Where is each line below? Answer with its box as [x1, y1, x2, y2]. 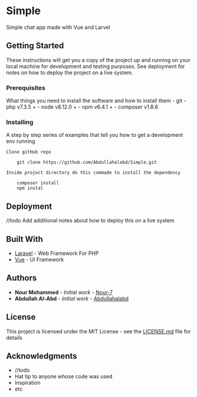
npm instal [17, 185, 44, 191]
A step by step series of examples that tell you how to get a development [6, 132, 183, 139]
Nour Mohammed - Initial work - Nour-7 [14, 288, 113, 296]
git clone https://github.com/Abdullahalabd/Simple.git [17, 159, 157, 166]
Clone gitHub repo [6, 149, 51, 155]
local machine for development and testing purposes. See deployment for [6, 63, 185, 70]
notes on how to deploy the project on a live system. [6, 69, 133, 76]
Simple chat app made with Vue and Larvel [6, 24, 110, 31]
